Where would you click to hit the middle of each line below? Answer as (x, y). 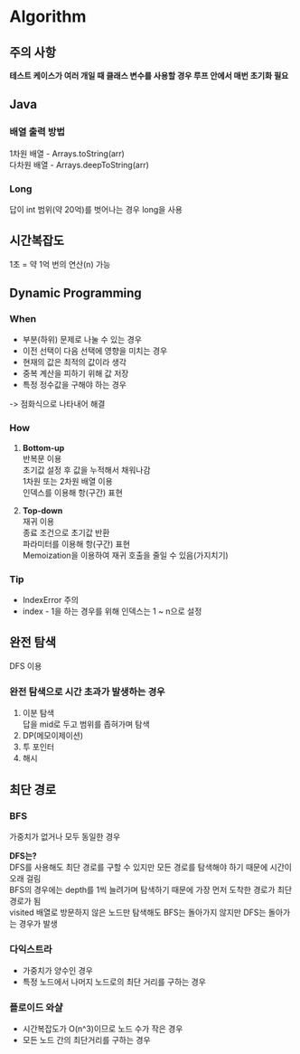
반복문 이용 (42, 458)
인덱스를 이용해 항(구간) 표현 (73, 492)
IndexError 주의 (51, 600)
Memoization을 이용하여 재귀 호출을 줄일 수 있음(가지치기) (125, 555)
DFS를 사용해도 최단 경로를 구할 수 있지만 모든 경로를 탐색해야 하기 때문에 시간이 (150, 867)
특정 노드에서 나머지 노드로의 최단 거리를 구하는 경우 (114, 982)
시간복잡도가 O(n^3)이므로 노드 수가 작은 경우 (103, 1029)
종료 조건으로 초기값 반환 (66, 532)
